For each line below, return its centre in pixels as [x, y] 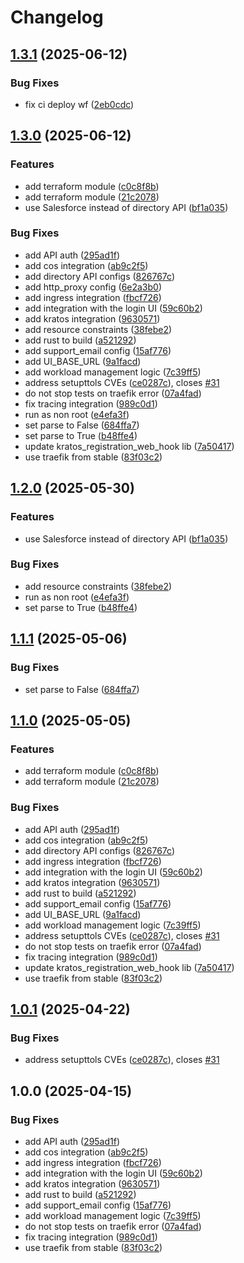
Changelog [57, 17]
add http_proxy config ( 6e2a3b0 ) [93, 287]
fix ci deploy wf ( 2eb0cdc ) [79, 104]
